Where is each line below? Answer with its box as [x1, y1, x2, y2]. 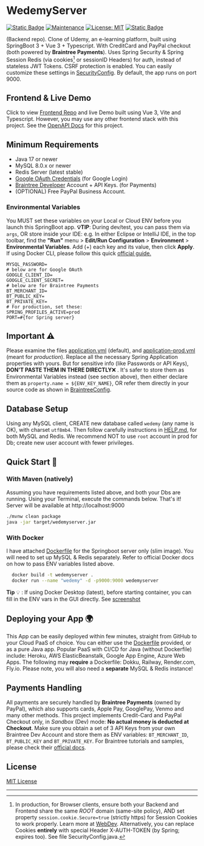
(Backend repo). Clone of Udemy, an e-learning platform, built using [6, 35, 177, 43]
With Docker [6, 533, 44, 542]
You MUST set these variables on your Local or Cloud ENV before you [6, 217, 182, 224]
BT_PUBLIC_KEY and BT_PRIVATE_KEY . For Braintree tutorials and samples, [6, 737, 184, 745]
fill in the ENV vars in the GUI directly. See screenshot [6, 595, 141, 602]
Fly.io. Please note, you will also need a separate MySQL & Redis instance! [6, 665, 193, 672]
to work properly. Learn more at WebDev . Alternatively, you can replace [15, 820, 194, 828]
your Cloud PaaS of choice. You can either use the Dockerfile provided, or [6, 639, 191, 647]
